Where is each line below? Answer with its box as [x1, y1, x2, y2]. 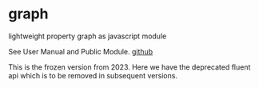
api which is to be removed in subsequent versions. [8, 70, 178, 80]
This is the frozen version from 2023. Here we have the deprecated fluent [8, 62, 251, 72]
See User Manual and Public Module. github [8, 46, 153, 56]
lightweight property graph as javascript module [8, 31, 167, 41]
